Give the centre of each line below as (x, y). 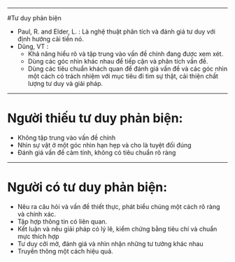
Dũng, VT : (33, 46)
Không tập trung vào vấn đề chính (66, 138)
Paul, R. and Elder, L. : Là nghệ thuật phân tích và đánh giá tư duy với (116, 31)
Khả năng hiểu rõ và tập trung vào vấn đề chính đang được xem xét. (126, 54)
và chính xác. (37, 214)
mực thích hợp (38, 236)
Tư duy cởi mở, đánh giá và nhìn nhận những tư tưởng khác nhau (110, 243)
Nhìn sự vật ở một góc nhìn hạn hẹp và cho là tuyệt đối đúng (104, 145)
